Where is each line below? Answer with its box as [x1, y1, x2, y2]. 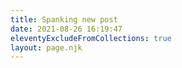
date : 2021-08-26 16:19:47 [10, 24, 123, 34]
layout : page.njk [10, 42, 83, 53]
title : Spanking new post [10, 14, 118, 25]
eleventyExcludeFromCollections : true [10, 33, 172, 43]
